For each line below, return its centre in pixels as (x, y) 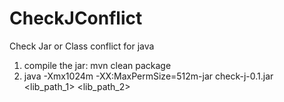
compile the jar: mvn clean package (97, 65)
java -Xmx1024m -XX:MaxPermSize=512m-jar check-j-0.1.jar (148, 76)
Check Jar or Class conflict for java (82, 46)
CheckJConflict (76, 18)
